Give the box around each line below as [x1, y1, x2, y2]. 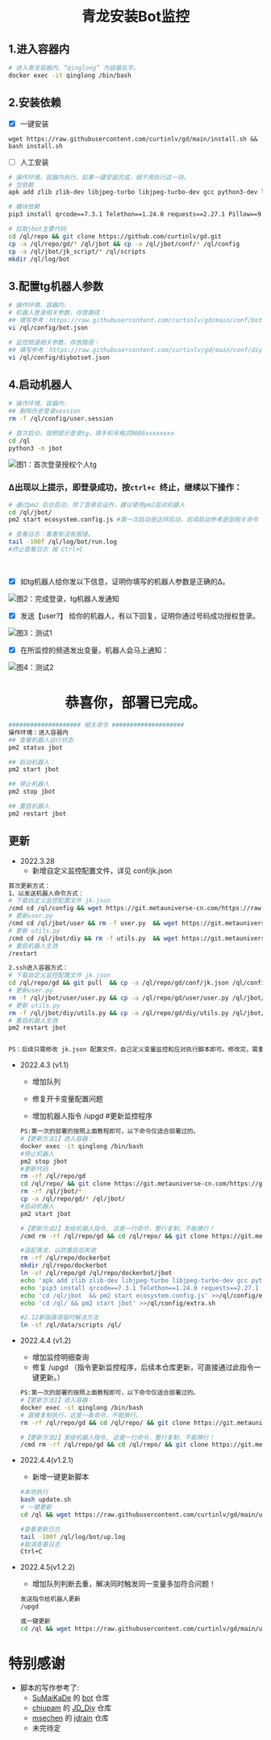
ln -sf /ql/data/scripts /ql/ [19, 1321, 123, 1329]
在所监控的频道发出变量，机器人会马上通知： [19, 645, 169, 655]
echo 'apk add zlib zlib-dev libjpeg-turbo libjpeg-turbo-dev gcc [19, 1277, 248, 1285]
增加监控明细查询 [31, 1352, 90, 1362]
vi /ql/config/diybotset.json [8, 353, 110, 362]
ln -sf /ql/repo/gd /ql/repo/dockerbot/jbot [19, 1269, 173, 1277]
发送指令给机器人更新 [19, 1595, 81, 1604]
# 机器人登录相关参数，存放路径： [8, 308, 106, 317]
